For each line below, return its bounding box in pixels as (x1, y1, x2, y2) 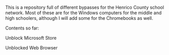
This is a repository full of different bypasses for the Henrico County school (5, 5, 164, 10)
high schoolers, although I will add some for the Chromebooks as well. (5, 15, 153, 21)
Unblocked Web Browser (5, 45, 58, 50)
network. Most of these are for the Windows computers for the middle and (5, 10, 162, 16)
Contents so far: (5, 25, 39, 31)
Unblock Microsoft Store (5, 35, 57, 41)
